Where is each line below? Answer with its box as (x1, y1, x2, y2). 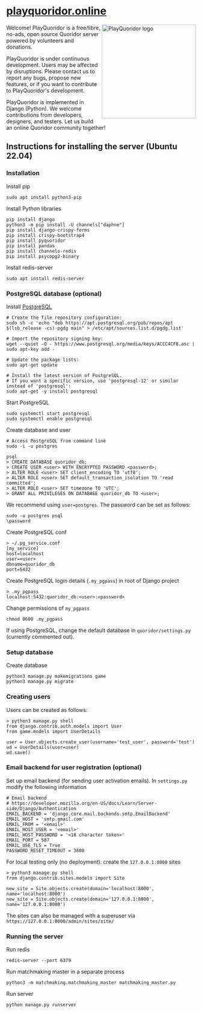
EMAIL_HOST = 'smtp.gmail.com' (6, 816, 85, 822)
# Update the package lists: (6, 357, 79, 363)
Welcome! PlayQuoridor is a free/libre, (6, 24, 101, 31)
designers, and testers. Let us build (6, 117, 94, 124)
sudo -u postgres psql (6, 512, 63, 518)
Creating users (6, 693, 51, 701)
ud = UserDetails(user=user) (6, 744, 79, 750)
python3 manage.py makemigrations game (6, 674, 106, 680)
